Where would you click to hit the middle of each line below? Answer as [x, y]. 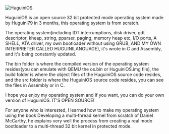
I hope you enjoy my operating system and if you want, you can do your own [85, 95]
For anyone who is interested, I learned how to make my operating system [82, 110]
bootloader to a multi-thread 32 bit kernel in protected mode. [69, 126]
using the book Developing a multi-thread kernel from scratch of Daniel [79, 115]
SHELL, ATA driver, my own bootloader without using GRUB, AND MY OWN [83, 43]
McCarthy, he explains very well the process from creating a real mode [79, 121]
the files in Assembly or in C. [35, 85]
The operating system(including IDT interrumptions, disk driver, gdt [75, 32]
